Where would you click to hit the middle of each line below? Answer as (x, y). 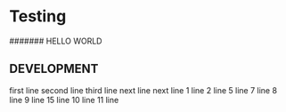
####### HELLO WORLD (56, 41)
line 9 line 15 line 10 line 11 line (64, 100)
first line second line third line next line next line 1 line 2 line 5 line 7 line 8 (143, 90)
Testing (38, 16)
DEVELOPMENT (54, 69)
